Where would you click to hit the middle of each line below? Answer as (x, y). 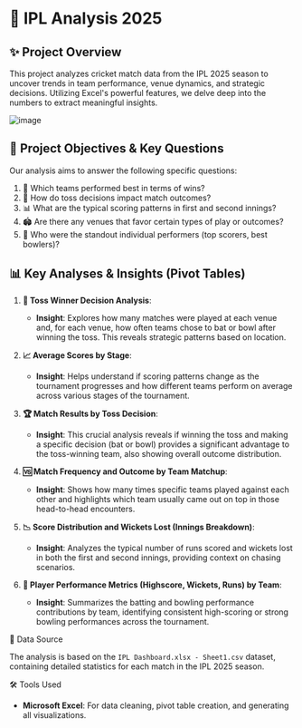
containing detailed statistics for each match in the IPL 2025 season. (137, 666)
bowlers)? (41, 244)
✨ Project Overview (66, 52)
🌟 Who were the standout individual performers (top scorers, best (145, 234)
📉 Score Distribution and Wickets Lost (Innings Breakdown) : (138, 527)
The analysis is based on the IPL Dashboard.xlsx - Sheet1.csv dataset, (142, 656)
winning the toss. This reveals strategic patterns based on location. (161, 337)
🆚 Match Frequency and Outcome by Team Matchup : (125, 471)
